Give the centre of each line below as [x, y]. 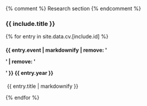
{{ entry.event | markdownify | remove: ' [56, 50]
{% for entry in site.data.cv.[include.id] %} [57, 37]
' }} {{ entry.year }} [30, 72]
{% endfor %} [23, 97]
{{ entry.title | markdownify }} [42, 86]
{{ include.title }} [31, 24]
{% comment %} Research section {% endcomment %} [73, 9]
